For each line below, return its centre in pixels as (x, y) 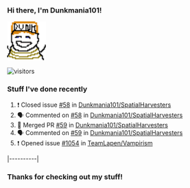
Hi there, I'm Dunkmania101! (55, 10)
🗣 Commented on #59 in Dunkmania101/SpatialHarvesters (100, 132)
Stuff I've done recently (47, 90)
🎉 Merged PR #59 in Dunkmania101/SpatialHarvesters (92, 125)
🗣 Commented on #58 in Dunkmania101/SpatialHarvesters (100, 115)
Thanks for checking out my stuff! (65, 176)
